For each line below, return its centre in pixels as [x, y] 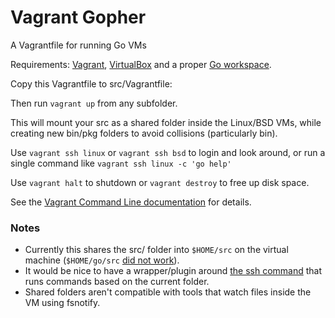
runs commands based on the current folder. [117, 282]
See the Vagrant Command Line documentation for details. [131, 202]
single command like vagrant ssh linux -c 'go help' [121, 163]
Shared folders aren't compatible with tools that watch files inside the [168, 292]
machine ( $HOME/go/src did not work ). [102, 260]
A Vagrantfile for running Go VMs [78, 45]
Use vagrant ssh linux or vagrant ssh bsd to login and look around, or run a [168, 152]
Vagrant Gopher [78, 17]
